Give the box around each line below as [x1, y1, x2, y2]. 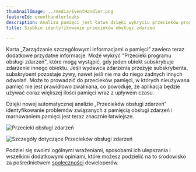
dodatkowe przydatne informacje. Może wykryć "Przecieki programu [6, 52, 172, 59]
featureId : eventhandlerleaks [6, 14, 80, 20]
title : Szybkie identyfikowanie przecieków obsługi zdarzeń [6, 24, 156, 31]
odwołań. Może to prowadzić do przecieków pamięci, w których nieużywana [6, 77, 190, 84]
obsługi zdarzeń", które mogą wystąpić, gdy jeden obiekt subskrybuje [6, 58, 174, 65]
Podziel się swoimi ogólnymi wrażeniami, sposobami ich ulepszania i [6, 147, 171, 154]
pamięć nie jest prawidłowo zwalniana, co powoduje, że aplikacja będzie [6, 83, 180, 90]
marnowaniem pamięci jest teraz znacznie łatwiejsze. [6, 113, 134, 120]
